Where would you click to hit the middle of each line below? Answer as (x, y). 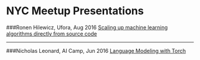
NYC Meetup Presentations (75, 11)
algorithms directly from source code (51, 33)
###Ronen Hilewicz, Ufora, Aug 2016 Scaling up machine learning (87, 27)
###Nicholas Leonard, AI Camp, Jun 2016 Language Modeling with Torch (96, 50)
